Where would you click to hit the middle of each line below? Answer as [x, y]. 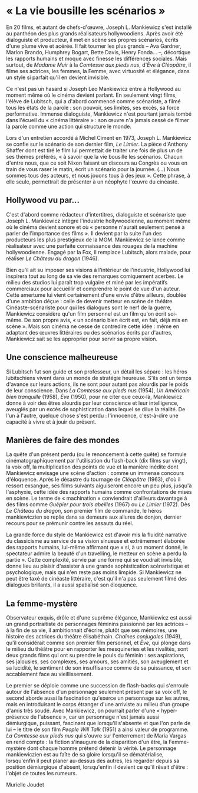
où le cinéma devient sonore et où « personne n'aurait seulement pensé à [95, 227]
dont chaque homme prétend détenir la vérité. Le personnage [102, 748]
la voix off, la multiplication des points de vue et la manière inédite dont [92, 467]
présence [18, 717]
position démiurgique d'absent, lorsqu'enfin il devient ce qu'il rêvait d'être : [97, 767]
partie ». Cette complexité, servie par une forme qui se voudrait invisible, [94, 560]
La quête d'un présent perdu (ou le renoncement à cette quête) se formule [96, 454]
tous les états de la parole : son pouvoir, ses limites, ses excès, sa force [93, 107]
